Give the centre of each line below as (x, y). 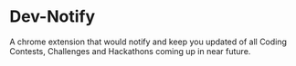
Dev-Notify (53, 17)
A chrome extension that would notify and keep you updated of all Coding (148, 42)
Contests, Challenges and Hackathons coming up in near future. (130, 51)
